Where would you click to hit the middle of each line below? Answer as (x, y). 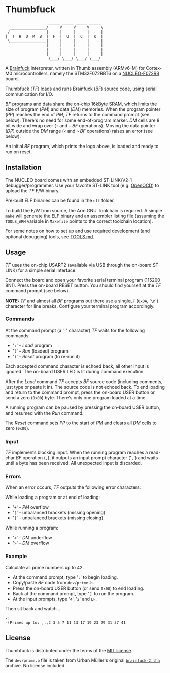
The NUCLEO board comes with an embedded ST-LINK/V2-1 (69, 180)
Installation (23, 168)
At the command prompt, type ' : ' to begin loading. (65, 577)
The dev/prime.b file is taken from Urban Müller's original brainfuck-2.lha (83, 660)
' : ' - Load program (32, 345)
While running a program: (32, 528)
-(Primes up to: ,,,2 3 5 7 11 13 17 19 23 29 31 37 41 (65, 622)
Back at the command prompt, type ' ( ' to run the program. (74, 593)
